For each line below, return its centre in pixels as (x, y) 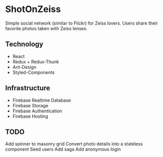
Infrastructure (28, 88)
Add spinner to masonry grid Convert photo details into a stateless (74, 144)
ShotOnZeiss (33, 9)
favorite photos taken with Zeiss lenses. (47, 28)
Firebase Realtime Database (42, 100)
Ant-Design (24, 67)
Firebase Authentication (37, 111)
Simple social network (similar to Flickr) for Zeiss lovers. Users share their (82, 23)
